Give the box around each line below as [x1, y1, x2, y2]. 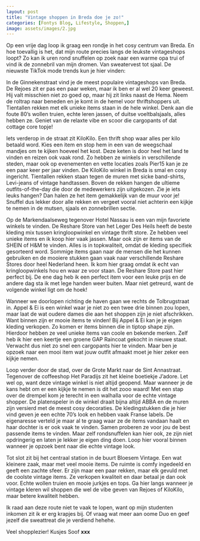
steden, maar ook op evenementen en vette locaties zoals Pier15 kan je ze [6, 160, 188, 167]
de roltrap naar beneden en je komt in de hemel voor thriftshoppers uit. [6, 98, 181, 105]
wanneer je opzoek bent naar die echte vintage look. [6, 443, 136, 450]
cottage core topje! [6, 123, 53, 130]
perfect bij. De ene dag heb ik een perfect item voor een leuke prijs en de [6, 273, 186, 281]
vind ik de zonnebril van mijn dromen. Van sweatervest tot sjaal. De [6, 61, 171, 68]
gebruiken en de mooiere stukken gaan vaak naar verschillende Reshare [6, 255, 184, 262]
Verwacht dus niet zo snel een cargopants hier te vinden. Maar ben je [6, 342, 177, 350]
